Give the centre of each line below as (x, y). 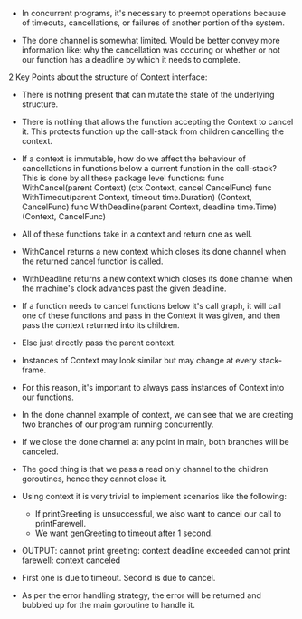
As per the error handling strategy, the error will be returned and (141, 595)
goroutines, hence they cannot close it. (94, 479)
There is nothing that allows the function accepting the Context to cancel (157, 122)
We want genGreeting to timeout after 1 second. (124, 533)
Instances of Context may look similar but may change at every (139, 360)
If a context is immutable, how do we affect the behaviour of (133, 159)
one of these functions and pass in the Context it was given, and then (151, 315)
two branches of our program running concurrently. (118, 424)
